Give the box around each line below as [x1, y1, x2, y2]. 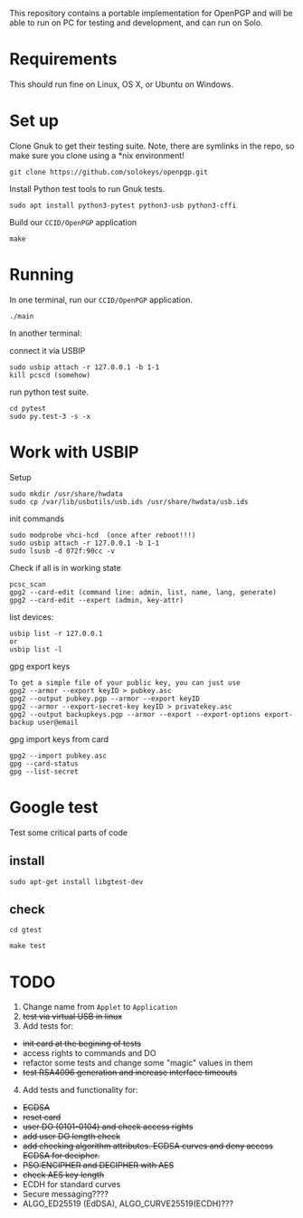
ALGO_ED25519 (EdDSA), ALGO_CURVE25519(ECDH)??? [22, 1198, 233, 1209]
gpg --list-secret [9, 766, 79, 776]
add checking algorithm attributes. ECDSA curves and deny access [22, 1140, 273, 1152]
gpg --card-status [9, 759, 79, 768]
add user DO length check [22, 1131, 120, 1142]
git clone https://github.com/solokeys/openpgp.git [9, 167, 208, 176]
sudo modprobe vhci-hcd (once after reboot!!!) [9, 530, 196, 539]
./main [9, 311, 34, 320]
